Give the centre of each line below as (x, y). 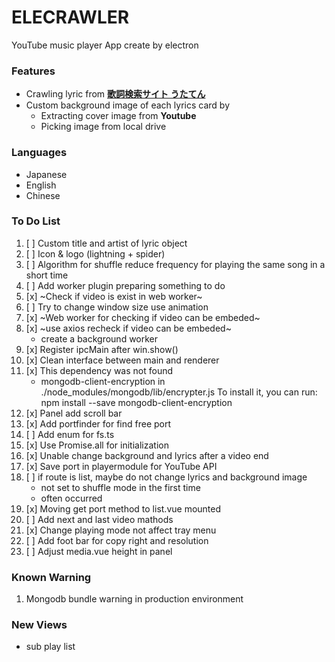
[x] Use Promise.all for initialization (97, 445)
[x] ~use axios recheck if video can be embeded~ (128, 328)
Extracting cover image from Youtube (118, 116)
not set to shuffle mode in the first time (120, 487)
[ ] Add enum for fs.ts (70, 434)
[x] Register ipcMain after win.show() (102, 349)
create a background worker (99, 338)
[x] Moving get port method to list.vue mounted (123, 508)
